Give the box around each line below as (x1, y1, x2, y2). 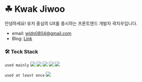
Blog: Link (11, 36, 33, 41)
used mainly (4, 63, 29, 68)
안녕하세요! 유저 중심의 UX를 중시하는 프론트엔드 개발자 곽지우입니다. (4, 20, 138, 26)
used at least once (4, 73, 45, 78)
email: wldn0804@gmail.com (11, 30, 72, 36)
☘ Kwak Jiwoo (4, 3, 65, 15)
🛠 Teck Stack (4, 48, 38, 55)
